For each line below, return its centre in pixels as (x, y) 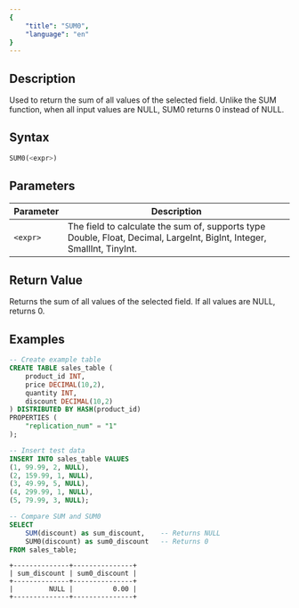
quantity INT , (51, 393)
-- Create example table (55, 360)
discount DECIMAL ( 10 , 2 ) (69, 401)
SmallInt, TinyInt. (102, 248)
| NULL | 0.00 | (73, 589)
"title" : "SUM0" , (57, 26)
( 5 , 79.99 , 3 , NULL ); (49, 501)
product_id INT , (56, 376)
